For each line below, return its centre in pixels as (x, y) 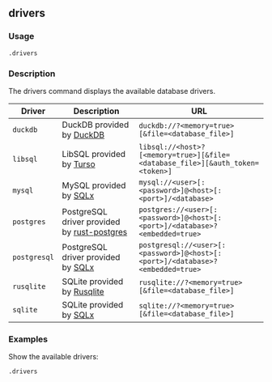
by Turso (79, 163)
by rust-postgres (95, 231)
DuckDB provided (96, 125)
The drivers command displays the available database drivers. (112, 91)
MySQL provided (94, 185)
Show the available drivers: (53, 357)
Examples (28, 339)
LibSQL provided (94, 154)
